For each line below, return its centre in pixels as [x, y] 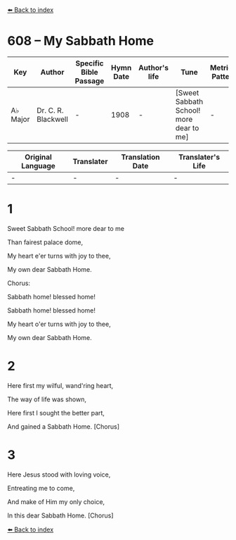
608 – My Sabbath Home [81, 41]
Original [38, 157]
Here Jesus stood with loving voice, [59, 475]
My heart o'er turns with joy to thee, [59, 324]
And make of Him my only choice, [56, 501]
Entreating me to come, [41, 488]
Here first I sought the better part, [56, 413]
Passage [90, 81]
